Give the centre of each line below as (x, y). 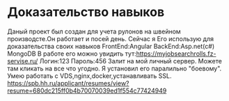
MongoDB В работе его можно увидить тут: (72, 54)
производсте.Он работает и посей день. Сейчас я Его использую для (111, 38)
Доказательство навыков (86, 12)
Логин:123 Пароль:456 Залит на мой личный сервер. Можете (131, 61)
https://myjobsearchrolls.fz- (176, 54)
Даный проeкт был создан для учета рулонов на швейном (94, 31)
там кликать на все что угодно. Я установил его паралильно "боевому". (114, 68)
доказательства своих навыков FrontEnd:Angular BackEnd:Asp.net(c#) (111, 46)
